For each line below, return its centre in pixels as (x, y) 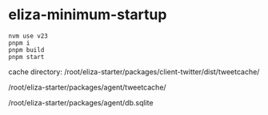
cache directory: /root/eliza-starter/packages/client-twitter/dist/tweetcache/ (134, 71)
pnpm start (26, 57)
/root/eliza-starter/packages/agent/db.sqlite (81, 102)
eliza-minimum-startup (88, 15)
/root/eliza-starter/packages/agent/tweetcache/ (87, 87)
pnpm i (19, 43)
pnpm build (26, 50)
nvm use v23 (28, 36)
